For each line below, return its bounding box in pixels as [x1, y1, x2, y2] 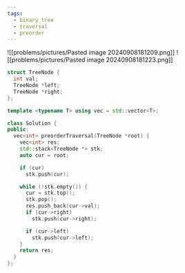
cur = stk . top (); [25, 189, 76, 197]
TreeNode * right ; [13, 88, 64, 95]
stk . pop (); [25, 196, 57, 203]
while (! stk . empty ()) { [19, 183, 88, 190]
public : [7, 126, 30, 133]
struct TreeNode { [7, 69, 60, 76]
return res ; [19, 247, 54, 254]
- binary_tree [13, 17, 54, 23]
